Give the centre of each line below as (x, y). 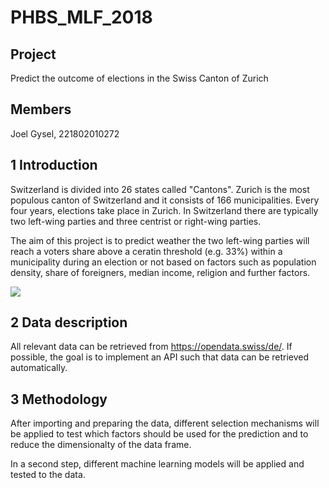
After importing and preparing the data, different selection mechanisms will (165, 423)
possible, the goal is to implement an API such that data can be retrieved (160, 357)
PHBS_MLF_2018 (81, 17)
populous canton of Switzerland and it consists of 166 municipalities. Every (165, 200)
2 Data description (69, 322)
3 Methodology (59, 399)
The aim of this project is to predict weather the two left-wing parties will (160, 240)
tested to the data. (48, 475)
